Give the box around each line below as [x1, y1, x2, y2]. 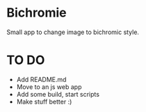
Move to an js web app [16, 82, 82, 91]
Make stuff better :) [16, 97, 72, 106]
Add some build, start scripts [16, 90, 100, 98]
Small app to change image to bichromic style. [6, 28, 140, 36]
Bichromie [6, 5, 67, 21]
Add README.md [16, 75, 67, 83]
